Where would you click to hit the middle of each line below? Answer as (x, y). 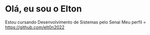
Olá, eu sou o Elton (43, 9)
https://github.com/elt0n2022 (35, 27)
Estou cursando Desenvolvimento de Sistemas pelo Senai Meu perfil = (75, 22)
